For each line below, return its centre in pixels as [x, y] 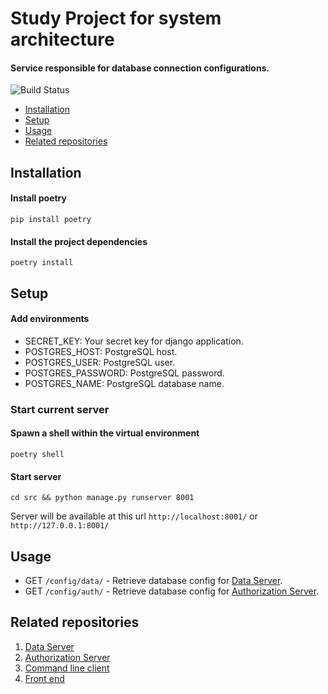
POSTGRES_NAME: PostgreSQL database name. [124, 383]
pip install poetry [51, 219]
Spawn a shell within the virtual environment [105, 433]
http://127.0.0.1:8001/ [60, 526]
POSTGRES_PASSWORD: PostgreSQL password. [124, 373]
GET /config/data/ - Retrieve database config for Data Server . [153, 580]
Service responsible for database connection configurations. [140, 68]
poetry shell [37, 454]
